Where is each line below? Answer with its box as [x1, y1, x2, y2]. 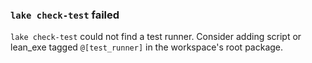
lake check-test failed [10, 8, 120, 22]
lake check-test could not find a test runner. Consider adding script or [10, 31, 302, 43]
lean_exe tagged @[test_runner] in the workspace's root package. [10, 41, 284, 53]
